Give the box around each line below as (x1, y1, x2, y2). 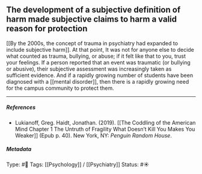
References (6, 104, 36, 111)
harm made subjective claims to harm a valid (6, 14, 177, 25)
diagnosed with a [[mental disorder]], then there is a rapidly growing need (6, 78, 189, 85)
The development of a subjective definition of (6, 5, 181, 15)
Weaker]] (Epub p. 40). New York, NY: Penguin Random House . (14, 132, 173, 139)
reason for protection (6, 23, 88, 34)
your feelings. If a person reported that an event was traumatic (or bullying (6, 58, 191, 66)
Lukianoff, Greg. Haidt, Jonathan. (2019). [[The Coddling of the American (14, 119, 196, 126)
